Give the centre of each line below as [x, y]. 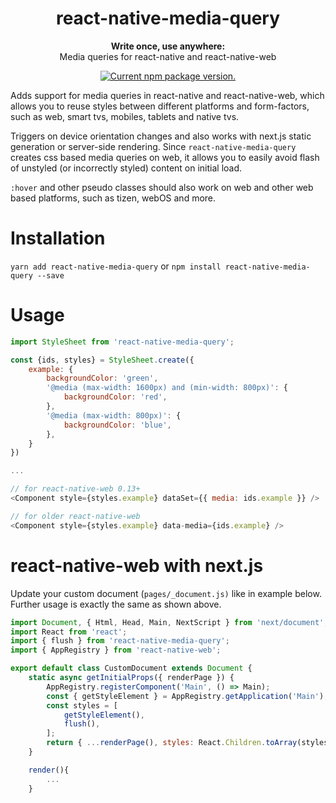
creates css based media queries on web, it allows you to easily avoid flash [165, 157]
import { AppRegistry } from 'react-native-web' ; [116, 650]
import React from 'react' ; [69, 632]
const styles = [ [82, 705]
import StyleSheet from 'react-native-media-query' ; [122, 342]
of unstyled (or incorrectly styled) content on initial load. [126, 168]
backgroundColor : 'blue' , [117, 425]
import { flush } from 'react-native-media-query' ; [120, 641]
